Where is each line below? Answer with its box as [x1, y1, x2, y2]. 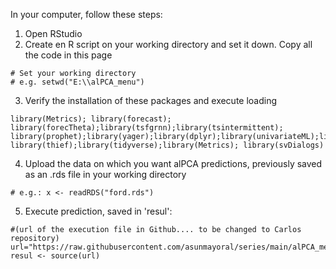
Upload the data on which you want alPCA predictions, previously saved [24, 158, 323, 169]
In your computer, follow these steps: [10, 9, 163, 20]
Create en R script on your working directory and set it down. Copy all [24, 39, 313, 50]
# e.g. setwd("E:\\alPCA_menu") [10, 77, 145, 87]
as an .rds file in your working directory [24, 169, 187, 180]
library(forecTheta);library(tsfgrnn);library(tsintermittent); [10, 123, 284, 133]
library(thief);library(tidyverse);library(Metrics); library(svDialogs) [10, 140, 325, 150]
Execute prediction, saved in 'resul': [24, 205, 173, 217]
